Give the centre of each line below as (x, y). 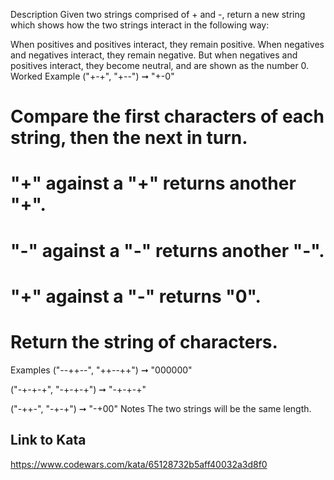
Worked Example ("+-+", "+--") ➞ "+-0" (92, 76)
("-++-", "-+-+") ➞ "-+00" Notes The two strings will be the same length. (161, 408)
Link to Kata (48, 440)
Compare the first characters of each (167, 116)
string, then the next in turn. (129, 138)
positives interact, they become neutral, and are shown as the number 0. (160, 65)
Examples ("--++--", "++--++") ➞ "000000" (101, 370)
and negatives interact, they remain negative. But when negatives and (154, 55)
